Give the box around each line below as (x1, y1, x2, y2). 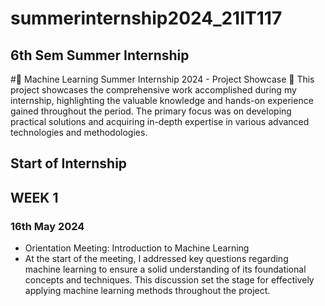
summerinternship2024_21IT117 (10, 7, 283, 30)
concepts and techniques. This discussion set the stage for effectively (24, 274, 315, 286)
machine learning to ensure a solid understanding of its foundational (24, 263, 307, 276)
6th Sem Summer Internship (10, 47, 190, 64)
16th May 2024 (10, 219, 85, 233)
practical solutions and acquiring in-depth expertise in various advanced (10, 116, 310, 127)
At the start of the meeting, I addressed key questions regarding (24, 253, 289, 265)
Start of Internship (10, 155, 128, 172)
